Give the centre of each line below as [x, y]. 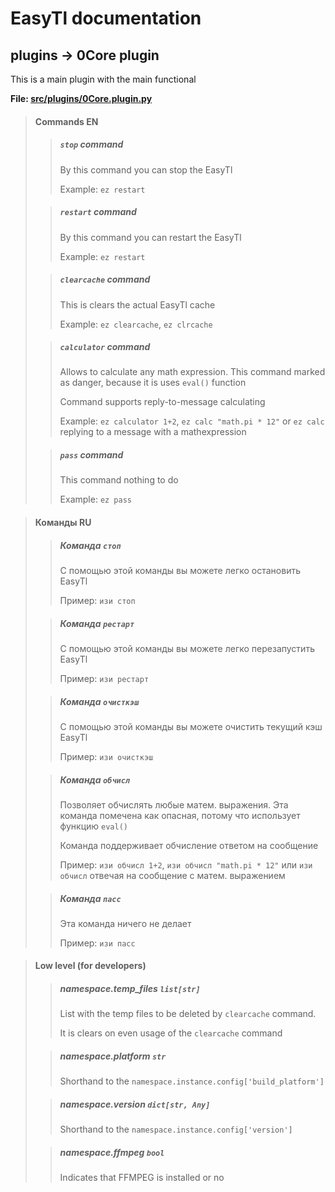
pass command [91, 455]
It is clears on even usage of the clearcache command [171, 1033]
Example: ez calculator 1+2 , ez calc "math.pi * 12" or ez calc [192, 421]
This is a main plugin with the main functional [103, 79]
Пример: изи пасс [97, 943]
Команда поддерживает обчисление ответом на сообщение [189, 845]
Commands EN [66, 121]
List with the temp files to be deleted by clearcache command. [188, 1014]
